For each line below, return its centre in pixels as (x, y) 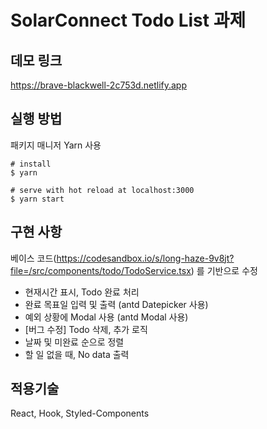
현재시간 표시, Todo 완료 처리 (82, 292)
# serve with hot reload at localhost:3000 (102, 190)
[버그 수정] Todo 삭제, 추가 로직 (86, 329)
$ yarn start (37, 199)
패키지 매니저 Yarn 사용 (56, 145)
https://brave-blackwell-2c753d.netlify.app (98, 85)
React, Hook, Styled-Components (80, 413)
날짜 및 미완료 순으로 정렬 (74, 342)
